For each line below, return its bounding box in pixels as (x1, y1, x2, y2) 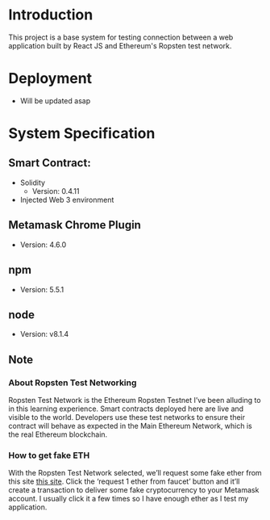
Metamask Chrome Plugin (8, 218, 141, 232)
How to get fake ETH (8, 450, 90, 461)
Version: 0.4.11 (31, 186, 80, 195)
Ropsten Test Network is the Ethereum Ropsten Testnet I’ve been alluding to (8, 396, 261, 405)
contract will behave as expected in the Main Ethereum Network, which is (8, 421, 252, 430)
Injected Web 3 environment (19, 195, 114, 204)
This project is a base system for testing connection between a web (8, 32, 234, 42)
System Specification (8, 124, 156, 143)
